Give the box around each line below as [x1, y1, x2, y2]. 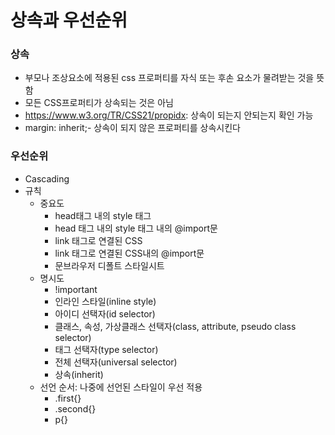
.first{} [54, 392, 82, 404]
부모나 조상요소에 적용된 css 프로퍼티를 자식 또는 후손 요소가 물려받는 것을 [24, 72, 315, 84]
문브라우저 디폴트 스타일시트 [54, 259, 165, 271]
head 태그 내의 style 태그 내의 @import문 [54, 222, 218, 234]
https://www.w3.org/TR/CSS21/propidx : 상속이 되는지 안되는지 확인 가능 [24, 109, 314, 121]
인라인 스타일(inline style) [54, 295, 157, 307]
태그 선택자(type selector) [54, 343, 159, 355]
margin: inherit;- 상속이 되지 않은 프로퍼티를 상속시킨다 [24, 122, 241, 134]
